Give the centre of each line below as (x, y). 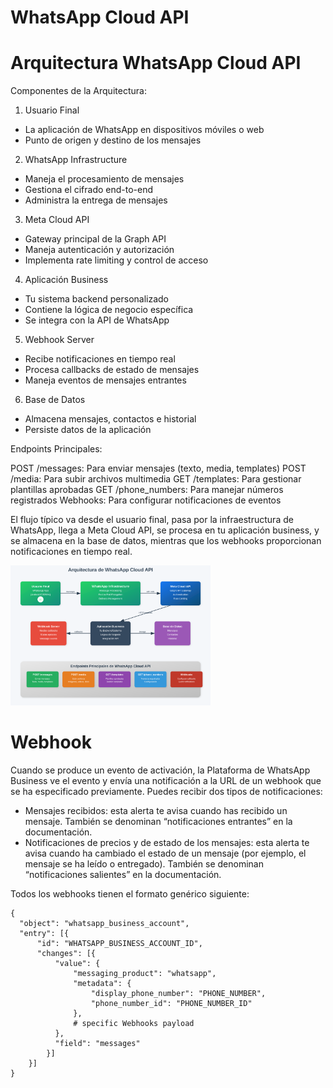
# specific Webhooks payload (134, 1023)
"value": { (77, 963)
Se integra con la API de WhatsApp (97, 320)
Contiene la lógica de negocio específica (109, 310)
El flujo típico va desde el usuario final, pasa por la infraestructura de (152, 520)
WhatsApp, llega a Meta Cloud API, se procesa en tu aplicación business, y (165, 530)
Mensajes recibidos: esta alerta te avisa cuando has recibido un (156, 810)
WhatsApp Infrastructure (76, 160)
